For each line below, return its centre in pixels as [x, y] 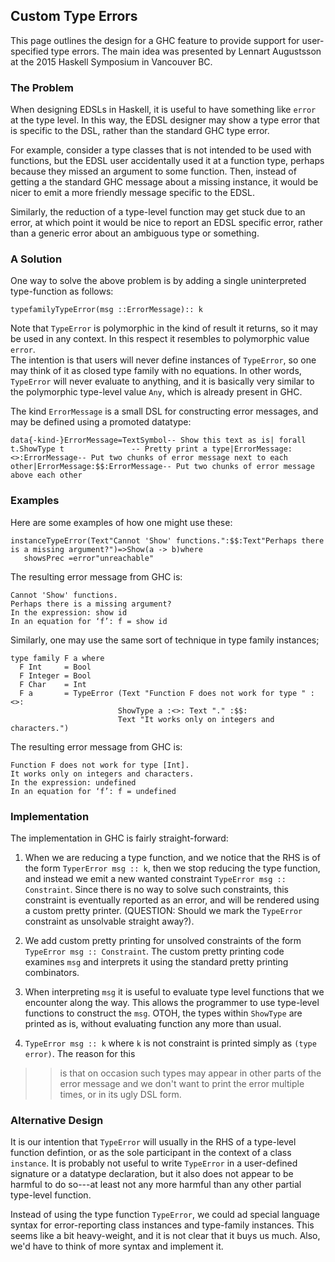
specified [29, 51]
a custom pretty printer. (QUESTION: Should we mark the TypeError [163, 910]
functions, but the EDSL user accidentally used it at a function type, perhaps [167, 161]
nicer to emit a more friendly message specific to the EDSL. [132, 193]
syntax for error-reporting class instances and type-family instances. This [162, 1225]
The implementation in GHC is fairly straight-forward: [119, 838]
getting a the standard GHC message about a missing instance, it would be [164, 182]
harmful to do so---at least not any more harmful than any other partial [156, 1185]
